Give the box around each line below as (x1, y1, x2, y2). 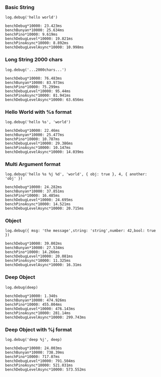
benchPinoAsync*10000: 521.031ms (5, 363, 73, 368)
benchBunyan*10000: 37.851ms (5, 189, 64, 194)
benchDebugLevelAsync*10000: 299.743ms (5, 314, 86, 320)
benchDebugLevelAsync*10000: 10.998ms (5, 45, 84, 50)
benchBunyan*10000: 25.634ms (5, 28, 64, 33)
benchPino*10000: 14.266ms (5, 250, 60, 255)
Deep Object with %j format (5, 326, 72, 333)
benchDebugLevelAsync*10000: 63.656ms (5, 97, 84, 102)
